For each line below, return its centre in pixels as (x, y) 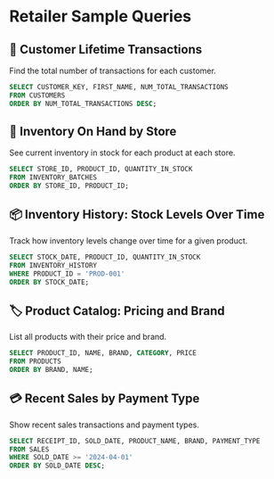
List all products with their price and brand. (88, 337)
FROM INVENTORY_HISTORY (53, 265)
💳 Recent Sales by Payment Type (105, 399)
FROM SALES (29, 449)
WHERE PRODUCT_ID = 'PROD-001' (67, 274)
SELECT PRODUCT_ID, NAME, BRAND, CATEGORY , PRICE (103, 353)
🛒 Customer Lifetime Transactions (106, 50)
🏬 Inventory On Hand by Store (93, 132)
